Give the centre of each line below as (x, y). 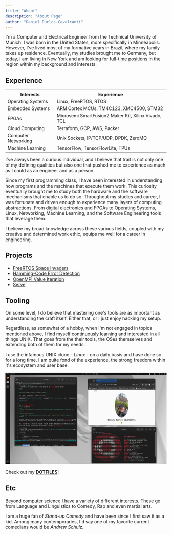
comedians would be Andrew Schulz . (45, 527)
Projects (19, 256)
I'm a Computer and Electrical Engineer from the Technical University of (81, 37)
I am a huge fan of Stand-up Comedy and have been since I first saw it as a (85, 516)
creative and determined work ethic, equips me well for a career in (76, 234)
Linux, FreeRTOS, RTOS (81, 101)
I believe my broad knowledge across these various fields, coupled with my (85, 228)
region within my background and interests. (51, 64)
